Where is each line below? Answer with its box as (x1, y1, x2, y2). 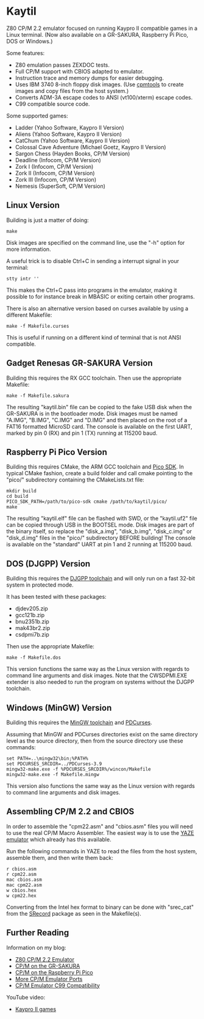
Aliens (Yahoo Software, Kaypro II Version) (15, 130, 122, 138)
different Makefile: (6, 311, 52, 319)
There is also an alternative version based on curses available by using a (6, 305, 189, 312)
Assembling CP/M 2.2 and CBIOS (6, 806, 135, 817)
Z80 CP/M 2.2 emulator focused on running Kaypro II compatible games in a (6, 24, 198, 32)
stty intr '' (6, 275, 40, 282)
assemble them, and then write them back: (6, 854, 114, 861)
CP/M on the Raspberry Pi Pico (15, 968, 93, 976)
